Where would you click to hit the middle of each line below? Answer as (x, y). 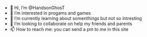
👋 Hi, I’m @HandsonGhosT (37, 8)
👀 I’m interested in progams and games (50, 13)
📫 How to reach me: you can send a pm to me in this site (69, 29)
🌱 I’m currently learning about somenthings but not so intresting (76, 18)
